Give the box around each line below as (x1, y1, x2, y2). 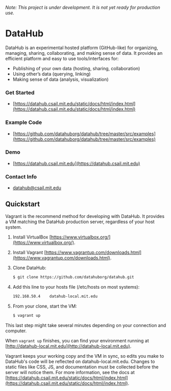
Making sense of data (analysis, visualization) (12, 76, 109, 82)
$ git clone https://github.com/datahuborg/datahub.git (12, 274, 134, 279)
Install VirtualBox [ (12, 234, 52, 240)
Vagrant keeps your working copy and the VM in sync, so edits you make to (5, 353, 164, 359)
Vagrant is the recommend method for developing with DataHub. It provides (5, 213, 165, 219)
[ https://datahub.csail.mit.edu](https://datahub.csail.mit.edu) (12, 160, 140, 166)
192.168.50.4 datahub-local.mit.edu (12, 294, 98, 299)
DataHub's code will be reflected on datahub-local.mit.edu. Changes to (5, 358, 155, 364)
